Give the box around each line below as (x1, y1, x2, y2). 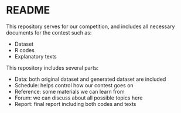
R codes (14, 46, 35, 53)
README (6, 4, 50, 17)
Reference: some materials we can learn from (14, 88, 125, 95)
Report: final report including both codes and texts (14, 100, 136, 107)
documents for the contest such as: (6, 29, 92, 36)
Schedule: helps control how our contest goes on (14, 81, 134, 88)
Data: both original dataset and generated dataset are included (14, 76, 166, 83)
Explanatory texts (14, 53, 57, 60)
